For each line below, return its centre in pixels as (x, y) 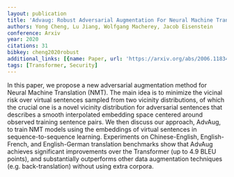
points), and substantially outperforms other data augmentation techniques (115, 159)
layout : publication (37, 14)
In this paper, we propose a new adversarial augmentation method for (107, 85)
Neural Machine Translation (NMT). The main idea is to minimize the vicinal (115, 92)
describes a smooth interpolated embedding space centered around (105, 115)
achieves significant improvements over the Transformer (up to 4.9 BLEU (112, 151)
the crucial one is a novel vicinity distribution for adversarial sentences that (115, 107)
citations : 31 (28, 46)
